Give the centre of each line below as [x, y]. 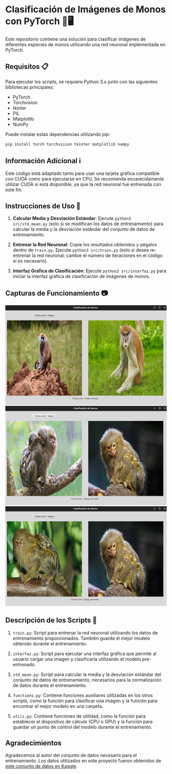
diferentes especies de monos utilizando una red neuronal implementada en [85, 44]
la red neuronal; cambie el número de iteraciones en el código [97, 255]
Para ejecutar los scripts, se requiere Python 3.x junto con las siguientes [81, 82]
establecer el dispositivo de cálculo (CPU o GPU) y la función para [83, 721]
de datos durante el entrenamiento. [50, 685]
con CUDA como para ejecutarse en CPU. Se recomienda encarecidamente [85, 179]
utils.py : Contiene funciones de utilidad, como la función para [79, 716]
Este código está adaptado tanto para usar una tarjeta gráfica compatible [82, 173]
